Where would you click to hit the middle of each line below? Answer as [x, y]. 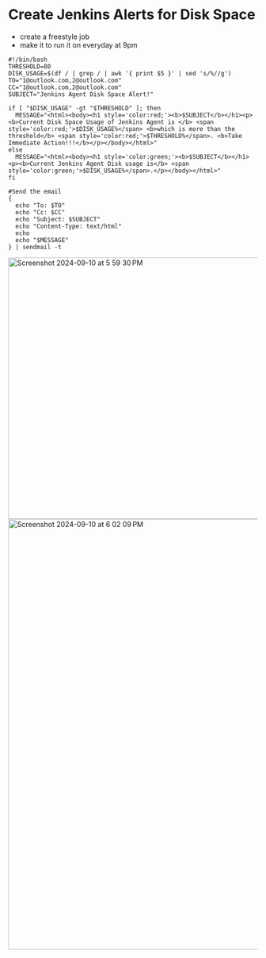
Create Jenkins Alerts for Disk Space [132, 15]
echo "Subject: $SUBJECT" [58, 219]
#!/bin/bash [28, 60]
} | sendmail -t [35, 247]
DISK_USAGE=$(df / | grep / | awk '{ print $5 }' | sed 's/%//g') [120, 73]
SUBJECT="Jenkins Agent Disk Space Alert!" [81, 94]
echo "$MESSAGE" [42, 240]
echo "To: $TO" [40, 205]
